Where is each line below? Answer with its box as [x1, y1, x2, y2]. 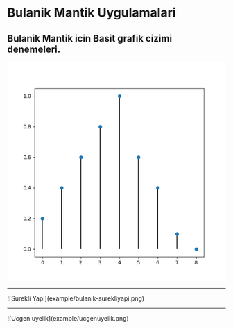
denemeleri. [7, 43, 61, 55]
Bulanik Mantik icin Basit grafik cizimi [7, 33, 172, 44]
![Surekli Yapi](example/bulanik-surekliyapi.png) [7, 294, 144, 303]
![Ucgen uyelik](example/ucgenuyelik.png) [7, 314, 130, 322]
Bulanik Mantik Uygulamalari [7, 5, 176, 21]
